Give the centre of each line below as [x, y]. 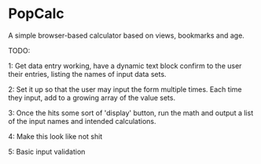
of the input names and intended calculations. [82, 121]
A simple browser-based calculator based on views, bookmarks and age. [127, 35]
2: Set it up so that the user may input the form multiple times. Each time [125, 89]
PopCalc [36, 14]
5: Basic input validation [47, 151]
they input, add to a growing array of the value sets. [92, 97]
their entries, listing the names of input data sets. [87, 74]
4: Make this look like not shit [55, 136]
